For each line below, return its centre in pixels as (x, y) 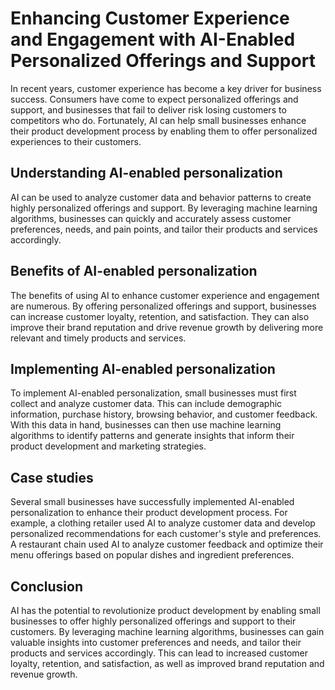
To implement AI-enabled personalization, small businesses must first (153, 393)
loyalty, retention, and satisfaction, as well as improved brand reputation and (167, 663)
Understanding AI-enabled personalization (146, 173)
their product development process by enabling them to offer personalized (164, 131)
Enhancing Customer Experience (150, 18)
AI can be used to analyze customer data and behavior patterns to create (161, 197)
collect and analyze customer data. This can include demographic (146, 404)
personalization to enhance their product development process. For (149, 513)
